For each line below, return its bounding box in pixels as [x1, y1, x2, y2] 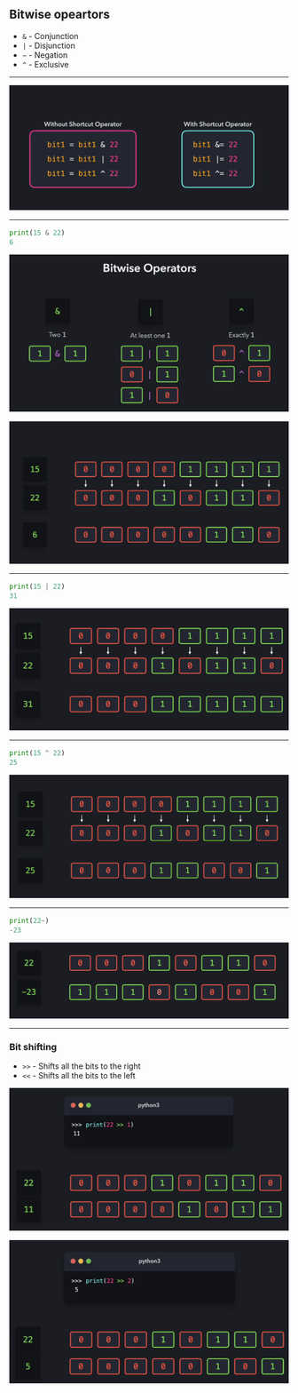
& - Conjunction [21, 30, 79, 41]
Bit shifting [9, 1040, 58, 1053]
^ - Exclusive [21, 59, 69, 69]
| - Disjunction [21, 40, 75, 51]
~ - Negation [21, 49, 68, 60]
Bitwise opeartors [9, 7, 111, 22]
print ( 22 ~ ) [9, 916, 50, 925]
